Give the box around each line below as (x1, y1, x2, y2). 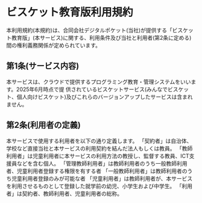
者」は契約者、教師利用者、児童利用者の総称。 (6, 190, 122, 197)
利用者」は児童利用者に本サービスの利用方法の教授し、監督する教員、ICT (6, 152, 190, 160)
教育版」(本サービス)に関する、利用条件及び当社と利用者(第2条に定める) (11, 34, 192, 41)
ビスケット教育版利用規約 (6, 5, 134, 19)
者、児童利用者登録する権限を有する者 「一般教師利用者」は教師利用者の (6, 167, 188, 175)
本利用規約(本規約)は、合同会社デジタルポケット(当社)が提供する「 (6, 27, 173, 34)
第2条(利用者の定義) (6, 120, 81, 130)
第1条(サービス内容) (6, 61, 80, 71)
